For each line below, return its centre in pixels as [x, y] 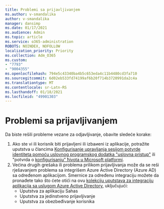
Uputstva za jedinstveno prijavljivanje [57, 196]
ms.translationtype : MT [29, 83]
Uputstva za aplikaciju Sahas [49, 191]
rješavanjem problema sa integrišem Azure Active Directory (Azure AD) [84, 170]
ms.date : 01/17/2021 [26, 28]
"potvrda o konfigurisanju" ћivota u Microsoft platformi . [68, 160]
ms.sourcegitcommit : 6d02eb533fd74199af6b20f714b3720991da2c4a [71, 78]
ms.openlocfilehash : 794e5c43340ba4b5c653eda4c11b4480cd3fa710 [71, 74]
